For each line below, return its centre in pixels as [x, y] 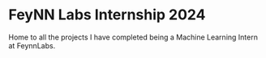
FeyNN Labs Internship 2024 [107, 15]
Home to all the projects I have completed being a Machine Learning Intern [133, 37]
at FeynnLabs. [32, 45]
